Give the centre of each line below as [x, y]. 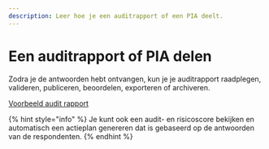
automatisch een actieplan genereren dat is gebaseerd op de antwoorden [131, 128]
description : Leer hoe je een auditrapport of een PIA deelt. [116, 16]
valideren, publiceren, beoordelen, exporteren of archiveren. [109, 87]
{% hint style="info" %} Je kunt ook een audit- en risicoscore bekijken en [131, 119]
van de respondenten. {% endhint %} [71, 136]
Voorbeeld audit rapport [49, 103]
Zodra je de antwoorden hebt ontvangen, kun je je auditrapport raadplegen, [135, 79]
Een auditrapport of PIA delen [111, 56]
